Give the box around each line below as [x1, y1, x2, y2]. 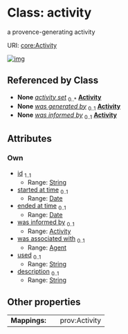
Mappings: [10, 316, 47, 326]
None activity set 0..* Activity [17, 93, 102, 103]
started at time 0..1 [17, 185, 68, 195]
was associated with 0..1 [17, 234, 85, 244]
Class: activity [7, 5, 92, 21]
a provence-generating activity [7, 28, 95, 36]
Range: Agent [27, 243, 67, 252]
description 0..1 [17, 267, 60, 277]
